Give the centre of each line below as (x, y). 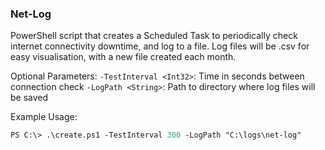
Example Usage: (44, 117)
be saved (29, 98)
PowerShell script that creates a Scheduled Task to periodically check (154, 36)
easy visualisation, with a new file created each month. (123, 57)
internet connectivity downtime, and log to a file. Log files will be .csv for (160, 46)
